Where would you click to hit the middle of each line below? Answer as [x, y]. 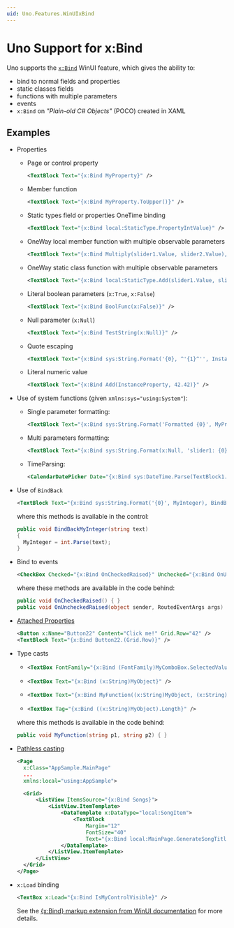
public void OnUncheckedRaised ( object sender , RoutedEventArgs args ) [120, 607]
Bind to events [37, 562]
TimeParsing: [46, 464]
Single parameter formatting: [68, 412]
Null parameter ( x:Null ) [61, 320]
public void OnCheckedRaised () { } [68, 601]
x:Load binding [38, 885]
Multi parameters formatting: [68, 438]
